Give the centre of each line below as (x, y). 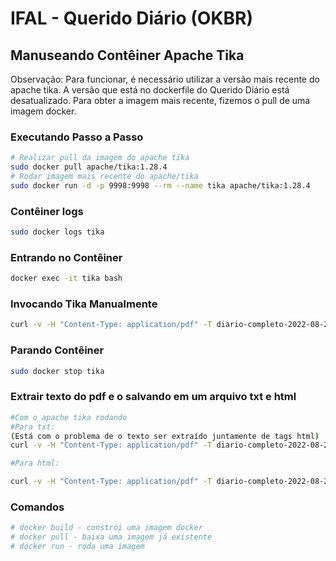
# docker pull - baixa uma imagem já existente (111, 537)
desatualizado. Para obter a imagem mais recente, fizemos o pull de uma (160, 100)
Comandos (37, 507)
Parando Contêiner (57, 350)
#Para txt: (33, 427)
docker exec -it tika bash (66, 278)
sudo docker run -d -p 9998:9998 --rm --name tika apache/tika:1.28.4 (160, 185)
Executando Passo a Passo (77, 137)
